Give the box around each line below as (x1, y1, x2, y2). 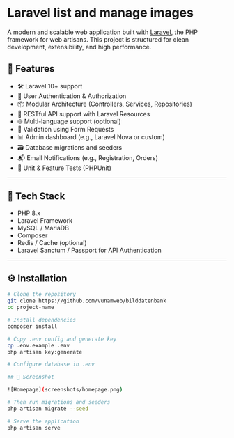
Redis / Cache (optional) (17, 238, 87, 247)
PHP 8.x (17, 209, 41, 217)
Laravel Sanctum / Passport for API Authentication (17, 246, 162, 254)
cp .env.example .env (7, 342, 70, 349)
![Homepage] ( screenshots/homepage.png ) (7, 386, 123, 393)
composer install (7, 322, 58, 330)
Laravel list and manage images (7, 5, 194, 21)
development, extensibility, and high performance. (7, 42, 152, 51)
